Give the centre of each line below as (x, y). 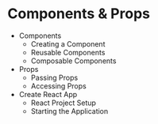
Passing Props (54, 77)
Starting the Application (69, 111)
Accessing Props (58, 86)
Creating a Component (68, 43)
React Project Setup (64, 103)
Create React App (48, 94)
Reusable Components (68, 52)
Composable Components (73, 61)
